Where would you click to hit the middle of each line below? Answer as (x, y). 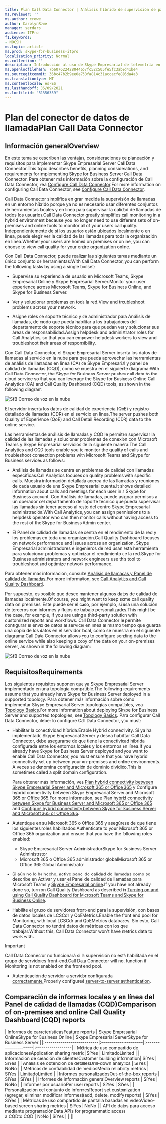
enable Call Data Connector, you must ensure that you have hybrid (80, 756)
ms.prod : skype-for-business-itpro (42, 51)
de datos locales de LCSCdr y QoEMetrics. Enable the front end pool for (85, 915)
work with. (23, 937)
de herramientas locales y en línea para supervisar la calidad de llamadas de (83, 210)
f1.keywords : (19, 38)
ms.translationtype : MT (30, 79)
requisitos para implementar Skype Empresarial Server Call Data (70, 163)
